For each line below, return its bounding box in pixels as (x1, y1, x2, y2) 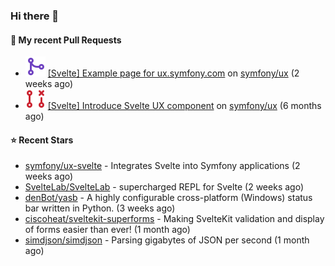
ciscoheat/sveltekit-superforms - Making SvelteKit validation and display (24, 213, 325, 225)
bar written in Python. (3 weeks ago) (24, 202, 176, 214)
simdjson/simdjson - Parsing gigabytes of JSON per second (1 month (24, 234, 310, 246)
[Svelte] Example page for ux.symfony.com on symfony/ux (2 (47, 67, 300, 79)
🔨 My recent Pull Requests (10, 34, 122, 46)
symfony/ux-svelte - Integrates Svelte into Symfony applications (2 (24, 160, 301, 172)
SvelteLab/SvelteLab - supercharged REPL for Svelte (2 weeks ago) (24, 181, 304, 193)
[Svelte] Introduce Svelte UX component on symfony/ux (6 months (47, 100, 322, 112)
